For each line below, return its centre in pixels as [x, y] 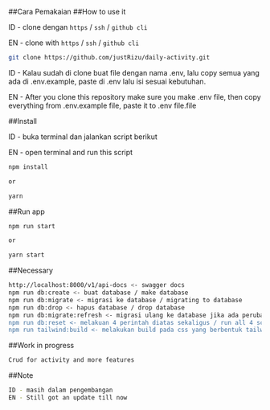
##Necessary [31, 271]
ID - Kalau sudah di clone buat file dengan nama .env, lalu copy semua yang [134, 72]
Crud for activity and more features [72, 360]
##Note [21, 375]
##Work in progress [41, 346]
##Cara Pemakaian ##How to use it [67, 12]
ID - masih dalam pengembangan [61, 390]
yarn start [27, 255]
